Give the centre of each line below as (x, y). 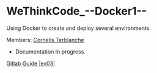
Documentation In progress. (50, 51)
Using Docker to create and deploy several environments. (79, 28)
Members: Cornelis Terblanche (45, 40)
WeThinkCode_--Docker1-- (77, 11)
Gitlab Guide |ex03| (31, 63)
